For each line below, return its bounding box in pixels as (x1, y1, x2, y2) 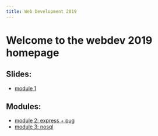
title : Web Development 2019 (6, 8, 77, 15)
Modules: (6, 102, 41, 111)
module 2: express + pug (14, 117, 75, 124)
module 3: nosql (14, 123, 54, 130)
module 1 (14, 85, 37, 92)
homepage (6, 46, 59, 59)
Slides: (6, 69, 32, 79)
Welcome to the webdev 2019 (6, 33, 153, 47)
